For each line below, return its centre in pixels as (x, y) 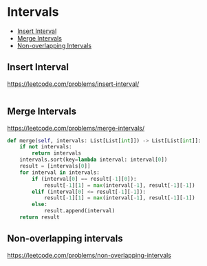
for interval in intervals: (59, 173)
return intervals (56, 153)
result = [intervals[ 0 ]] (55, 166)
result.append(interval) (79, 211)
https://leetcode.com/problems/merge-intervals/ (76, 128)
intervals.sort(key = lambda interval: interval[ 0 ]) (94, 160)
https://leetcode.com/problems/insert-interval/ (73, 84)
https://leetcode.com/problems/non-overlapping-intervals (89, 255)
